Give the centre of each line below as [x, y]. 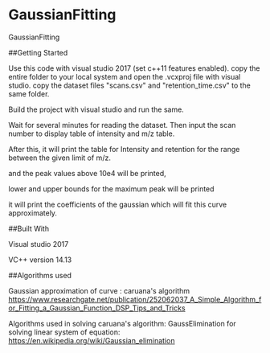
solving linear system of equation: [64, 332]
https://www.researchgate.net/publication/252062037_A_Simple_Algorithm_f [135, 299]
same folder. [29, 93]
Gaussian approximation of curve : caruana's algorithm [99, 290]
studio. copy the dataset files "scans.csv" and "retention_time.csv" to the [130, 85]
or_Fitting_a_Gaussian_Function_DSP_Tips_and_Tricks [97, 308]
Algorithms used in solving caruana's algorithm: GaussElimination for [123, 323]
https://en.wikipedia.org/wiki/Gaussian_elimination [92, 340]
